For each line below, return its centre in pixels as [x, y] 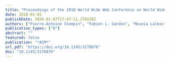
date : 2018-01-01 [24, 14]
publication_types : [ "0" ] [32, 28]
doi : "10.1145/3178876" [30, 51]
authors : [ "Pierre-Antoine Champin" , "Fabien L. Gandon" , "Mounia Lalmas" [86, 24]
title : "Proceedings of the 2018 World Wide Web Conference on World [80, 10]
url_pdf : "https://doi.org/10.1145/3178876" [53, 47]
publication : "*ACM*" [28, 42]
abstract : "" [19, 33]
